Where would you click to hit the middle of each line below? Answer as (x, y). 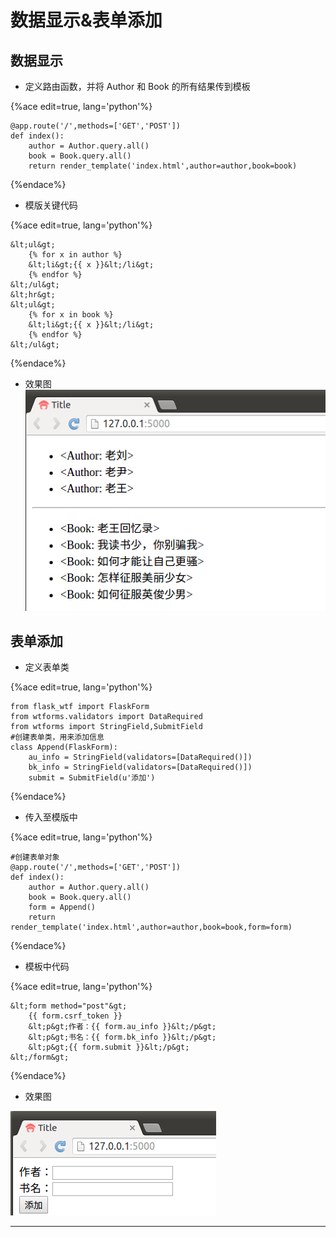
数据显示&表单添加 (86, 20)
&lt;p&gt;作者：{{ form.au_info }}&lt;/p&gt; (122, 1027)
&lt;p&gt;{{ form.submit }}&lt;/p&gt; (109, 1047)
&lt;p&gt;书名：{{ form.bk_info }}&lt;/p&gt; (122, 1037)
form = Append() (62, 907)
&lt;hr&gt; (33, 295)
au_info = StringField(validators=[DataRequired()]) (140, 757)
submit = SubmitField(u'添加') (92, 778)
